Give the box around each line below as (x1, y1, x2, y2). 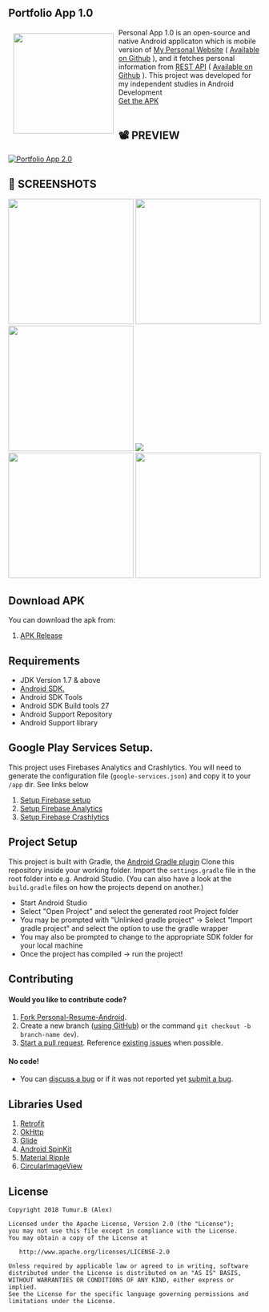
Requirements (8, 654, 80, 668)
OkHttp (19, 1127, 44, 1137)
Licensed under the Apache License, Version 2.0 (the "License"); (8, 1220, 235, 1229)
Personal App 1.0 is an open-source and (118, 27, 251, 37)
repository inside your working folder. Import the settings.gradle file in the (8, 865, 256, 875)
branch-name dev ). (19, 1030, 79, 1039)
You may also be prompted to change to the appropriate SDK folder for (19, 932, 254, 941)
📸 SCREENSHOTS (8, 177, 97, 191)
